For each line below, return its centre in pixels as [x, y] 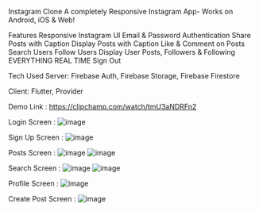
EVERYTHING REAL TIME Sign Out [65, 60]
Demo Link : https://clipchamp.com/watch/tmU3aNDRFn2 [102, 107]
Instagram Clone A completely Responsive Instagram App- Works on [121, 12]
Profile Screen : [34, 183]
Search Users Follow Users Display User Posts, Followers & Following [122, 52]
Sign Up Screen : [36, 137]
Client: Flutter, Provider [46, 91]
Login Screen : [32, 122]
